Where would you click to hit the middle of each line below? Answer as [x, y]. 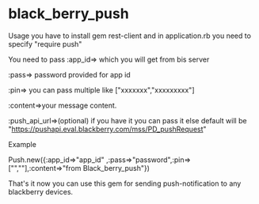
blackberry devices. [41, 191]
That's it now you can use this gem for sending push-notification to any [125, 183]
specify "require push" [45, 43]
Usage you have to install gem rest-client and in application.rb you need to [130, 36]
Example [23, 144]
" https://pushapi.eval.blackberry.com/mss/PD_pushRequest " [108, 129]
